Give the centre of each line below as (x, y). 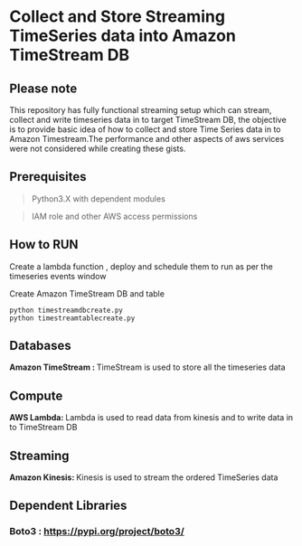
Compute (36, 395)
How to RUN (44, 245)
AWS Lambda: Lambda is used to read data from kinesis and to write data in (151, 418)
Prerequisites (48, 177)
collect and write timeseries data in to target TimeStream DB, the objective (148, 120)
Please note (43, 88)
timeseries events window (58, 276)
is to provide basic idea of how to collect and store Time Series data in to (146, 129)
